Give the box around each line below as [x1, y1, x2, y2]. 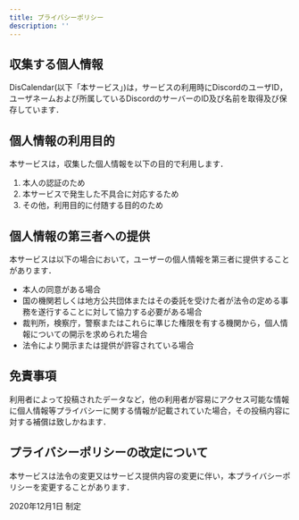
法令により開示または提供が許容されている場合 [21, 340, 195, 350]
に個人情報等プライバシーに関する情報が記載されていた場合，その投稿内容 [9, 405, 283, 415]
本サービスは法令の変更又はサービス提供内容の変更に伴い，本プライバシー [9, 470, 283, 481]
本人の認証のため [21, 178, 86, 189]
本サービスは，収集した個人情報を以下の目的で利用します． [9, 158, 228, 170]
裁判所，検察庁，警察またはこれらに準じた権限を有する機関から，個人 [21, 317, 281, 328]
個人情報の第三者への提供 [9, 229, 150, 244]
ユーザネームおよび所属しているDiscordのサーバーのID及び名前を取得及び [9, 93, 279, 104]
